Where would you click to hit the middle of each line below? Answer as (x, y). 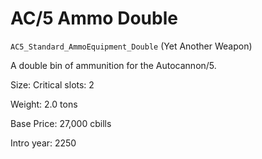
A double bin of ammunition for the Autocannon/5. (113, 65)
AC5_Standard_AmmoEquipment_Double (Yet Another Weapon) (131, 46)
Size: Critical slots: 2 (52, 84)
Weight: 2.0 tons (44, 104)
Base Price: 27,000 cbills (61, 123)
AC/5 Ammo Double (94, 18)
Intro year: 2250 (43, 143)
